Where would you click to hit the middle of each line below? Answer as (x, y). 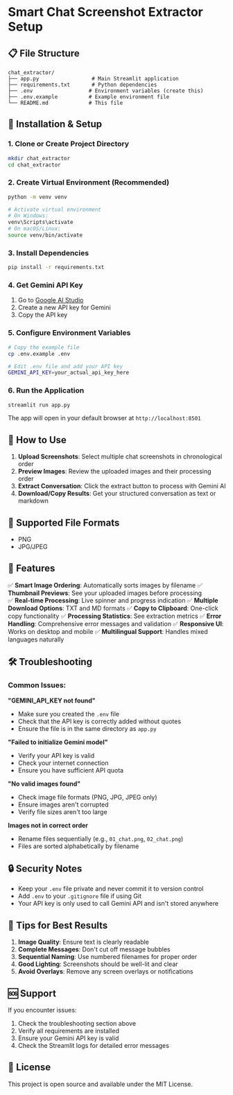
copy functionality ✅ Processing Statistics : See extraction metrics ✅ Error (115, 616)
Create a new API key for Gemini (64, 308)
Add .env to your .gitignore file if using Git (79, 896)
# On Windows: (28, 216)
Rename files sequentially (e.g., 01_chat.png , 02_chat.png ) (101, 838)
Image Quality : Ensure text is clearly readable (84, 942)
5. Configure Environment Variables (69, 333)
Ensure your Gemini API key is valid (68, 1038)
